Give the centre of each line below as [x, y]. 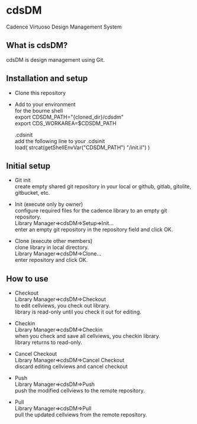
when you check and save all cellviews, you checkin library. [88, 336]
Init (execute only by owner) [49, 204]
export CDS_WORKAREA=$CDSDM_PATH [65, 123]
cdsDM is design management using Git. [56, 59]
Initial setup [28, 166]
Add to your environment [45, 104]
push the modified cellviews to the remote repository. [80, 391]
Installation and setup [47, 79]
